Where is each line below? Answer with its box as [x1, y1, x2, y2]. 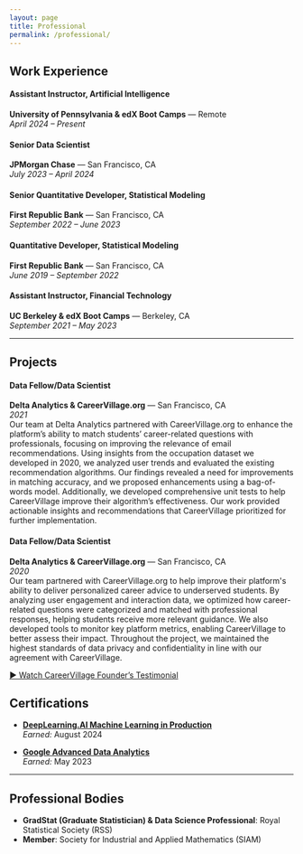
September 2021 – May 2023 [9, 320, 117, 331]
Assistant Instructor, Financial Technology [9, 290, 172, 301]
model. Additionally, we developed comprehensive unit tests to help [34, 486, 286, 497]
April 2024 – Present [9, 118, 86, 129]
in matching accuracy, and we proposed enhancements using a [9, 476, 245, 488]
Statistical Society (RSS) [22, 824, 113, 836]
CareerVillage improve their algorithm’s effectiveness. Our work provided [9, 496, 280, 507]
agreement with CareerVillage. [9, 652, 123, 662]
